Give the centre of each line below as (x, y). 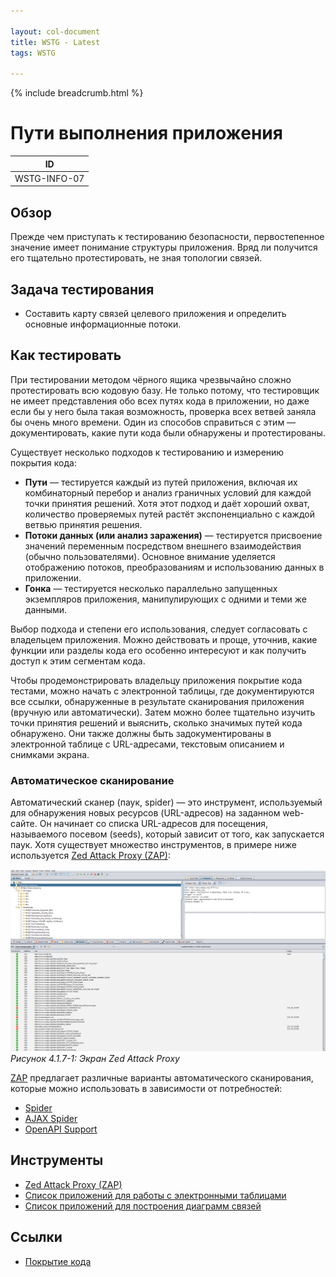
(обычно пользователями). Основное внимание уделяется (150, 556)
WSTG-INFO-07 (49, 178)
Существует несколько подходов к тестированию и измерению (147, 452)
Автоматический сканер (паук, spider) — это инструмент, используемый (166, 802)
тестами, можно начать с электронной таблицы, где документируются (162, 691)
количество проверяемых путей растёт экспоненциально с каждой (169, 514)
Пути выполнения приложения (146, 133)
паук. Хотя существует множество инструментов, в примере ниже (153, 845)
